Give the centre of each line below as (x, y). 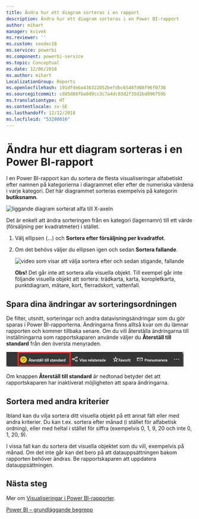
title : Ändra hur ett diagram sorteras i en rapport (73, 12)
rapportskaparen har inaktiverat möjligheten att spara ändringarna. (88, 383)
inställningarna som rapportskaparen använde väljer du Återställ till (89, 337)
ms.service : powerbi (32, 51)
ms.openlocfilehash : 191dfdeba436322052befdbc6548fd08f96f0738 (86, 88)
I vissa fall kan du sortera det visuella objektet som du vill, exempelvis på (95, 446)
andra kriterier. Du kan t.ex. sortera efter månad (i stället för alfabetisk (91, 422)
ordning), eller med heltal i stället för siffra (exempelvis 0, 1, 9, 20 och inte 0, (99, 429)
